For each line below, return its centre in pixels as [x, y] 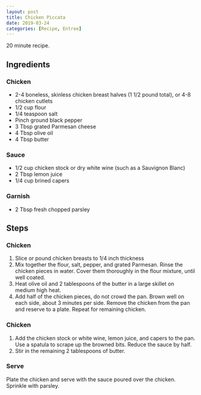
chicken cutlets [34, 101]
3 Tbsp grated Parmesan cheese [55, 126]
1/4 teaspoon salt [36, 113]
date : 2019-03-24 [28, 23]
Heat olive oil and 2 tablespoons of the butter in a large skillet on [94, 284]
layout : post [22, 12]
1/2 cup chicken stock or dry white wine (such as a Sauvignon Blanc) [100, 168]
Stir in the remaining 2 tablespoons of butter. [70, 351]
